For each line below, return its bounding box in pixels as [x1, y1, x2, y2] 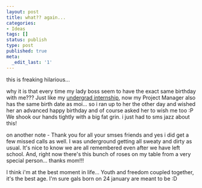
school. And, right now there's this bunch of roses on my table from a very [6, 150, 191, 157]
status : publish [6, 37, 47, 43]
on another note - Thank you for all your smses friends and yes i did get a [6, 131, 189, 139]
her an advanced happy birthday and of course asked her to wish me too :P [6, 107, 194, 114]
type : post [6, 43, 34, 49]
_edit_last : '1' [11, 59, 52, 65]
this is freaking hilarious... [6, 76, 71, 83]
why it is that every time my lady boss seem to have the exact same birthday [6, 87, 196, 95]
